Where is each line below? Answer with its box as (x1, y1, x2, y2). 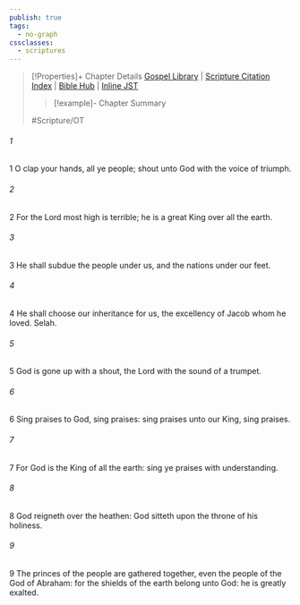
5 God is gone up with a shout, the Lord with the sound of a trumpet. (9, 366, 262, 377)
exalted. (9, 587, 39, 598)
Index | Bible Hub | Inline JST (30, 81, 139, 91)
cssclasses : (9, 38, 54, 47)
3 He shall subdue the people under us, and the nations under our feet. (9, 260, 271, 270)
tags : (9, 21, 30, 30)
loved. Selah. (9, 317, 57, 328)
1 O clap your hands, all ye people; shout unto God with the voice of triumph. (9, 163, 292, 175)
